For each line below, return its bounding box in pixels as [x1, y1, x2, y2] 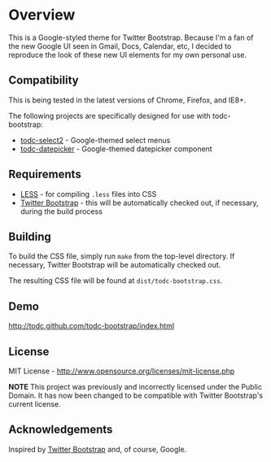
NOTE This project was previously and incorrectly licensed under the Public [8, 382, 263, 391]
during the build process [20, 206, 103, 216]
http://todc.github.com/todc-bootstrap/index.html [8, 321, 175, 331]
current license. [8, 399, 61, 408]
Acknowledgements [8, 423, 113, 437]
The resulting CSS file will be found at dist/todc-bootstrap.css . [8, 276, 223, 285]
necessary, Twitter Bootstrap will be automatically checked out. [8, 260, 221, 270]
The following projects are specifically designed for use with [8, 111, 212, 120]
